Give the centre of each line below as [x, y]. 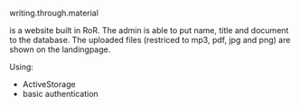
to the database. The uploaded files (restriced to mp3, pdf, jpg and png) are [150, 40]
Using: [22, 67]
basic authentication [61, 94]
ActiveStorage [49, 84]
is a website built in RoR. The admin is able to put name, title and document [149, 30]
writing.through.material [54, 13]
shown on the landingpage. [60, 49]
